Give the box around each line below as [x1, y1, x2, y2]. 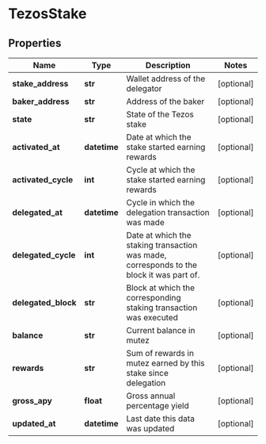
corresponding [126, 293, 181, 303]
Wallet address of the [126, 73, 206, 84]
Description [145, 60, 192, 71]
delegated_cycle [12, 250, 76, 260]
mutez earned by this [126, 358, 205, 369]
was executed [126, 312, 178, 323]
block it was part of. [126, 270, 200, 280]
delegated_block [12, 297, 77, 308]
